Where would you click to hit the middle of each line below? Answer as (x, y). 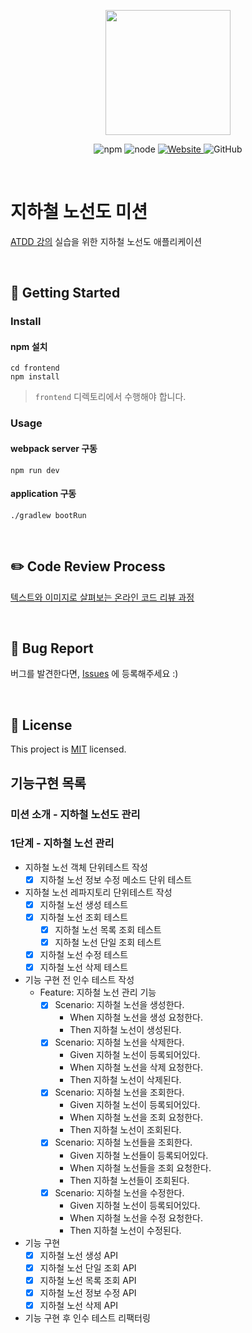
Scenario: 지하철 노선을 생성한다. (119, 1005)
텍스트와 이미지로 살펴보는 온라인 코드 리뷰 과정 (102, 597)
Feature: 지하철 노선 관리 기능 (98, 992)
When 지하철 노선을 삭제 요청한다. (136, 1067)
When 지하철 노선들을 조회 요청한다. (140, 1167)
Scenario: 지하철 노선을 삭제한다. (119, 1042)
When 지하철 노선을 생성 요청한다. (136, 1017)
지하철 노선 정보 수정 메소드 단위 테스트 (116, 879)
